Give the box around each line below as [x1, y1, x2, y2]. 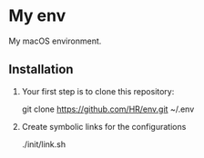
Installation [8, 62, 74, 77]
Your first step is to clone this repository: [21, 85, 175, 96]
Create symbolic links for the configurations [21, 121, 187, 132]
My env [8, 5, 66, 26]
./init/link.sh [21, 138, 66, 150]
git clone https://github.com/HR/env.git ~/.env [21, 104, 195, 114]
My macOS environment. [8, 35, 102, 46]
